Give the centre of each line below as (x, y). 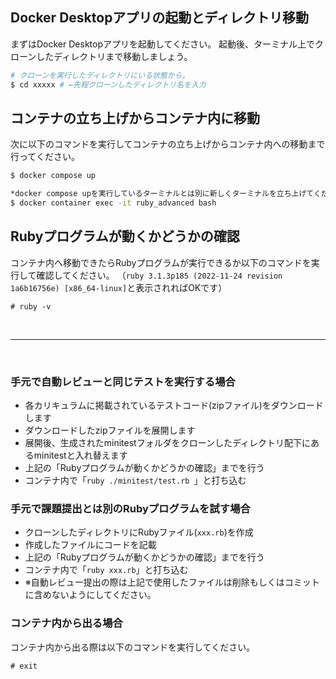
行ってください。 (45, 157)
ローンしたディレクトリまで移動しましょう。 (101, 56)
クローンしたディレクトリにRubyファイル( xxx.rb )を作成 (139, 532)
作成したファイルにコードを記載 (90, 545)
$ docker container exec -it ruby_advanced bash (113, 203)
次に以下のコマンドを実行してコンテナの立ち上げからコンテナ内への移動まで (168, 144)
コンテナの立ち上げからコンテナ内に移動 (135, 118)
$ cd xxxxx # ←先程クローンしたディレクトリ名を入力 (108, 84)
